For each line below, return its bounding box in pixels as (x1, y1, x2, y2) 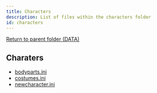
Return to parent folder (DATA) (6, 36, 80, 43)
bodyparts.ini (14, 68, 47, 75)
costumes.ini (14, 75, 46, 82)
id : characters (6, 19, 44, 25)
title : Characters (6, 8, 51, 15)
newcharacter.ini (14, 81, 55, 88)
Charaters (6, 52, 44, 62)
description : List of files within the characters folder (6, 14, 151, 20)
